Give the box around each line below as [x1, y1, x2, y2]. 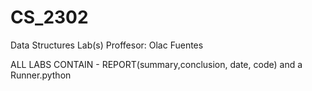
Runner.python [10, 69, 72, 81]
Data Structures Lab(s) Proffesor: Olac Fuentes [10, 39, 204, 51]
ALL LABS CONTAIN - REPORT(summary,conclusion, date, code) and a [10, 58, 303, 70]
